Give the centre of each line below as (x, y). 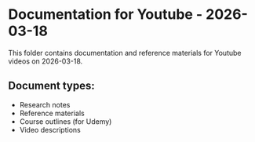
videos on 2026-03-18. (46, 61)
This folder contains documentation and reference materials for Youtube (125, 53)
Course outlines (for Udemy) (66, 121)
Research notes (45, 104)
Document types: (52, 86)
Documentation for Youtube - (106, 15)
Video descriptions (50, 129)
